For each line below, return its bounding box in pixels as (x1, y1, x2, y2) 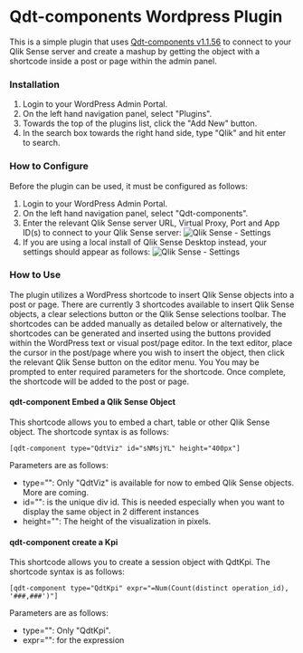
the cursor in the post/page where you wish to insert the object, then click (9, 347, 285, 358)
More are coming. (22, 487, 89, 498)
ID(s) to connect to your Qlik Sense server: (22, 226, 182, 237)
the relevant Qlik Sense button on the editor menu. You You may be (9, 356, 260, 368)
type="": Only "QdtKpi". (22, 625, 111, 636)
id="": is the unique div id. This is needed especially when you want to (22, 496, 285, 508)
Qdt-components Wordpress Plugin (9, 6, 283, 27)
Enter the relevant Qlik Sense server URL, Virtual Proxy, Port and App (22, 217, 280, 228)
